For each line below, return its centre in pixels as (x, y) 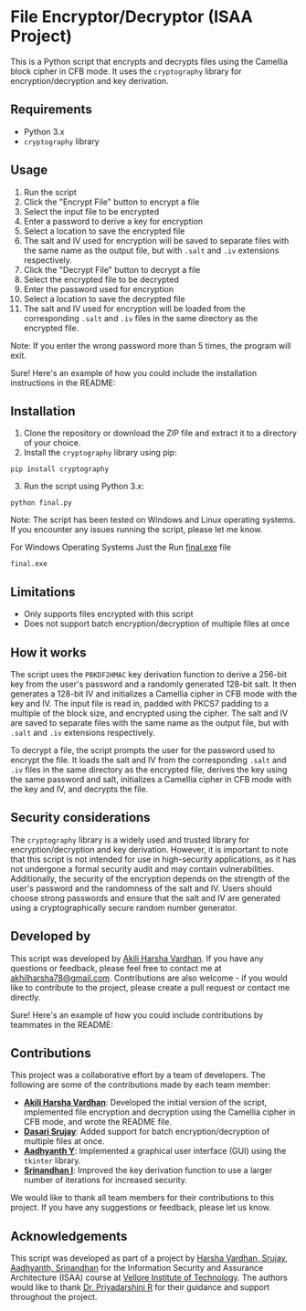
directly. (26, 997)
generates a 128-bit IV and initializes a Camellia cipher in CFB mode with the (154, 694)
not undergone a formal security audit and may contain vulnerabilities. (142, 868)
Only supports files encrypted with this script (108, 614)
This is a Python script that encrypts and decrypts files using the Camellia (149, 61)
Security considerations (80, 818)
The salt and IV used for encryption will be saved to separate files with (156, 240)
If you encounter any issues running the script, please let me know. (137, 530)
